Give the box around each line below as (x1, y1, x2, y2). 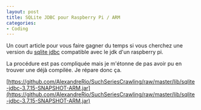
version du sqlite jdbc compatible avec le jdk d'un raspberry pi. (6, 49, 163, 56)
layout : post (6, 8, 39, 15)
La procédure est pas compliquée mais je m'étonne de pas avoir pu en (6, 60, 182, 67)
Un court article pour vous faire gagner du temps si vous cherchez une (6, 42, 183, 49)
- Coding (6, 25, 28, 32)
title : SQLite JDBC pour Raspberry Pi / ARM (6, 14, 120, 20)
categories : (6, 20, 36, 26)
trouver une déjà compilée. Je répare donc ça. (6, 67, 122, 74)
